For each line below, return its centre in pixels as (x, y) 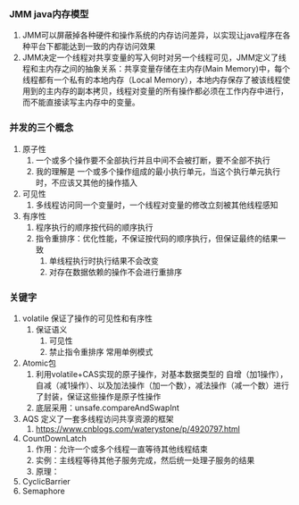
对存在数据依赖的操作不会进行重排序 (116, 272)
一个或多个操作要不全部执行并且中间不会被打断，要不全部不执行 (153, 160)
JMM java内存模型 (49, 13)
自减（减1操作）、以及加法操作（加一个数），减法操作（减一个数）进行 (162, 385)
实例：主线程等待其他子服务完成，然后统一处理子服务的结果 (145, 460)
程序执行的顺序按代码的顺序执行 (94, 227)
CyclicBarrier (46, 481)
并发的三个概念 (42, 128)
